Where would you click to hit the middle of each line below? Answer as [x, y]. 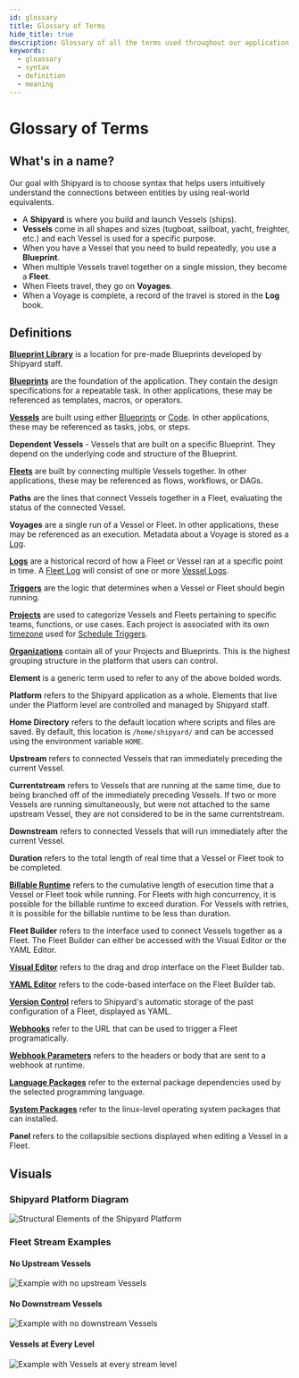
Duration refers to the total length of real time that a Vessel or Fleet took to [146, 858]
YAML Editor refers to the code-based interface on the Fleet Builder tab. [142, 984]
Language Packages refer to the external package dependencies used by [145, 1083]
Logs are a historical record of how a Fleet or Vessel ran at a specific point [146, 561]
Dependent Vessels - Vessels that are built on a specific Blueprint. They [142, 445]
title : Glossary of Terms [57, 26]
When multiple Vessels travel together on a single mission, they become [154, 267]
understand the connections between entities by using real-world [129, 192]
